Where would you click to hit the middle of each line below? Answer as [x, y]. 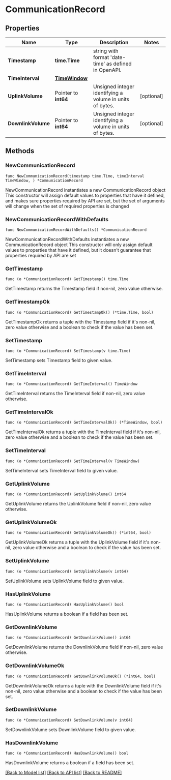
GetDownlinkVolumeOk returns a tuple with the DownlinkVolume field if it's [83, 685]
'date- [118, 57]
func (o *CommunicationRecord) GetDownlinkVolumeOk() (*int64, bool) [81, 676]
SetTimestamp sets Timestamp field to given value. [59, 360]
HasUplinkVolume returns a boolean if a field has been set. [67, 614]
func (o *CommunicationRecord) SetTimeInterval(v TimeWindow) [73, 461]
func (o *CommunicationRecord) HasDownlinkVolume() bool [67, 754]
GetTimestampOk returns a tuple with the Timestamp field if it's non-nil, [80, 322]
